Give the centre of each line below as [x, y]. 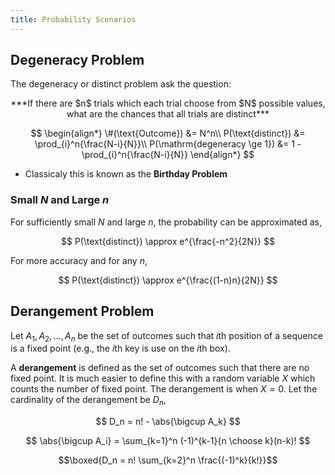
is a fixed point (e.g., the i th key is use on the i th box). [120, 348]
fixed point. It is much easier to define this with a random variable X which [163, 378]
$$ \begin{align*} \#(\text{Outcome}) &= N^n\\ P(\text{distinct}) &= [168, 133]
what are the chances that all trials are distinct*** [168, 114]
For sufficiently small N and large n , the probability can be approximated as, [166, 222]
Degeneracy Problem [77, 60]
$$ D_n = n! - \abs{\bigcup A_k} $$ [168, 422]
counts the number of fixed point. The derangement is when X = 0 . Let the [164, 389]
